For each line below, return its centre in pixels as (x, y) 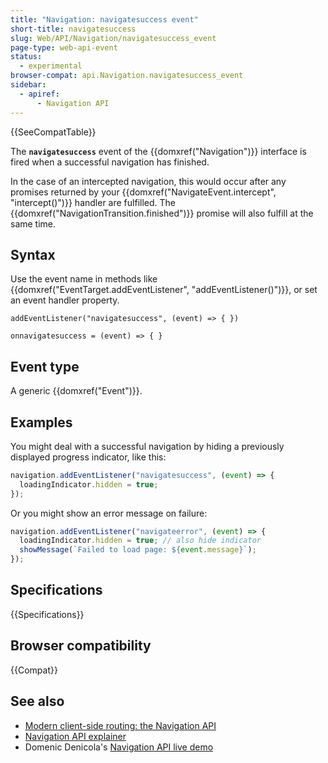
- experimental (51, 66)
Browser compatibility (81, 646)
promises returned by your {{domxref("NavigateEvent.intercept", (143, 192)
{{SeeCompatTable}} (53, 132)
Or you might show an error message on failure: (109, 513)
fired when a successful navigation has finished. (110, 162)
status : (26, 57)
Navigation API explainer (75, 736)
